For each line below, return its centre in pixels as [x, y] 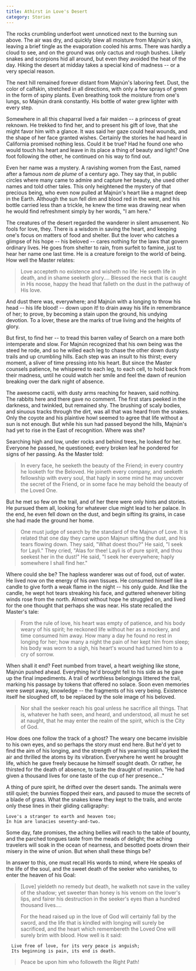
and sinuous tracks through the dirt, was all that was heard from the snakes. [98, 411]
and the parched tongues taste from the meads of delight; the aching [89, 838]
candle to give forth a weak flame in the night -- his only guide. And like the [97, 587]
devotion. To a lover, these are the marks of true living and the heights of [94, 320]
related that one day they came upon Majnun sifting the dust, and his [103, 538]
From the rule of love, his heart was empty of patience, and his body [103, 623]
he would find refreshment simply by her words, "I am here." [79, 211]
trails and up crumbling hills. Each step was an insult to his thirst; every [92, 356]
